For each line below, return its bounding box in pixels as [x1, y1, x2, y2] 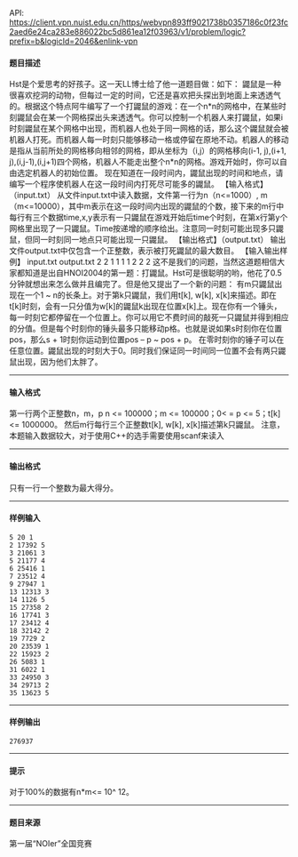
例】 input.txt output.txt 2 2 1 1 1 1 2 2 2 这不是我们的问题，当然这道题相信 [9, 257, 278, 268]
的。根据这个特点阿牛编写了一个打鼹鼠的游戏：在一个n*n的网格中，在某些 [9, 101, 279, 112]
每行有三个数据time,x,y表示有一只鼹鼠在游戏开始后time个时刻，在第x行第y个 [9, 212, 288, 223]
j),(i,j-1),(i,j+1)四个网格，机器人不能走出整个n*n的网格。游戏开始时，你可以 [9, 156, 280, 167]
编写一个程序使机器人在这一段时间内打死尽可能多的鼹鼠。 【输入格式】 [9, 179, 268, 189]
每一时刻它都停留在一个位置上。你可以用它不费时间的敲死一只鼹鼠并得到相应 [9, 312, 289, 323]
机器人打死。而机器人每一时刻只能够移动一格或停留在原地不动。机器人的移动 [9, 134, 289, 145]
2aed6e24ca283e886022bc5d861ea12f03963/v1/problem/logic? [9, 27, 247, 36]
